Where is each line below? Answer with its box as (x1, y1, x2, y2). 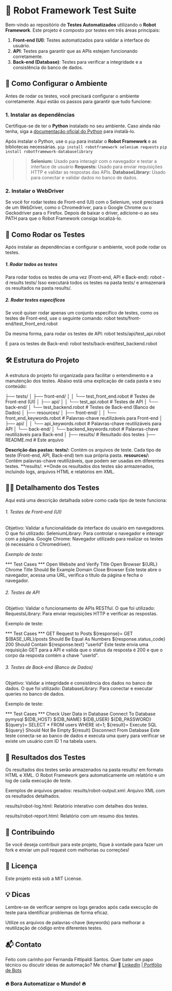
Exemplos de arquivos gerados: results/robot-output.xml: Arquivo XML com (5, 788, 165, 794)
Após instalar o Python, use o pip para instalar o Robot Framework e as (5, 138, 157, 144)
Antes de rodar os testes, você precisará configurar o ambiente (5, 92, 140, 99)
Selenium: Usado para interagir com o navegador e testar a (30, 158, 157, 164)
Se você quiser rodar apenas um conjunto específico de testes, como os (5, 310, 159, 316)
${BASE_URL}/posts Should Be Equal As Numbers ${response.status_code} (5, 636, 166, 642)
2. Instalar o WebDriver (5, 187, 64, 194)
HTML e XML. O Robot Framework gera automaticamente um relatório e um (5, 772, 165, 778)
